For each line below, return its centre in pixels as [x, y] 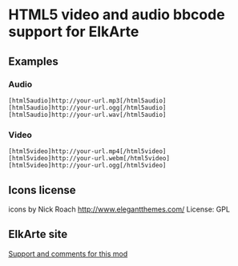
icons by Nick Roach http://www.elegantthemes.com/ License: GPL [119, 209]
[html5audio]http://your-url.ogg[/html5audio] [87, 107]
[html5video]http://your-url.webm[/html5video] [89, 159]
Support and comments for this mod [68, 253]
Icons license [42, 190]
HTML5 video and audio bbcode [117, 15]
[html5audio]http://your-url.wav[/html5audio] [87, 115]
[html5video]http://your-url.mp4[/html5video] [87, 151]
